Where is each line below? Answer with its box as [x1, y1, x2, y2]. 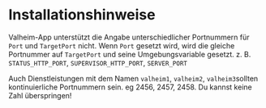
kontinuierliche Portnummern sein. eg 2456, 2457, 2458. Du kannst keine [8, 82, 253, 92]
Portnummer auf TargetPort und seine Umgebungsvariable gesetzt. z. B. [8, 49, 251, 59]
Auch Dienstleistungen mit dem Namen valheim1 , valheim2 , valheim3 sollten [8, 73, 259, 83]
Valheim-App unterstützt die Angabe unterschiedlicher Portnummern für [8, 32, 250, 42]
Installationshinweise [8, 6, 156, 24]
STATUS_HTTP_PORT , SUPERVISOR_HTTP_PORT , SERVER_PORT [8, 58, 188, 68]
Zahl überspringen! [8, 90, 72, 100]
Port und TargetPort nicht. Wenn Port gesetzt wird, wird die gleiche [8, 40, 235, 50]
